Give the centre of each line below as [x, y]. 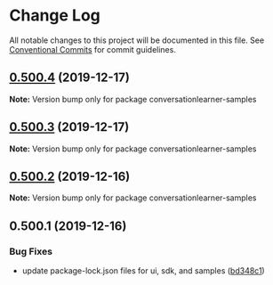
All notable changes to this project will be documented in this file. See [137, 40]
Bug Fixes [31, 251]
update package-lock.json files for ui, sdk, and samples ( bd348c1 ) [143, 271]
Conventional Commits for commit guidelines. [92, 49]
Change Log [55, 16]
